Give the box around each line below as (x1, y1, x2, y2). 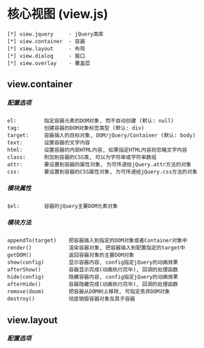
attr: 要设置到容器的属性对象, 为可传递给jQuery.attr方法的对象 (7, 161, 192, 168)
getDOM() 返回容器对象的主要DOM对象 (7, 252, 135, 259)
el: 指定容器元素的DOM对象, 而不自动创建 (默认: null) (7, 117, 174, 124)
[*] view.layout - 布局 (7, 45, 86, 52)
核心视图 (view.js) (7, 6, 109, 22)
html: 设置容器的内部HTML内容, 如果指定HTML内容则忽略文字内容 (7, 147, 188, 154)
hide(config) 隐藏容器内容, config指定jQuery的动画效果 (7, 274, 179, 281)
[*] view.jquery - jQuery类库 (7, 30, 104, 38)
